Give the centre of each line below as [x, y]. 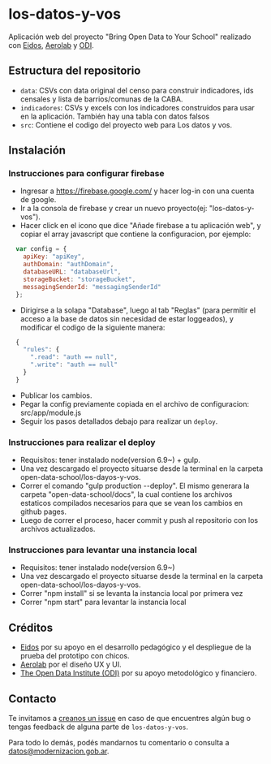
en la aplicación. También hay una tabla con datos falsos [115, 116]
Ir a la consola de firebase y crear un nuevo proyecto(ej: [114, 209]
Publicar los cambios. [56, 395]
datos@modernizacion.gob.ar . [59, 751]
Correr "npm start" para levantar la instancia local [103, 602]
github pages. [43, 511]
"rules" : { [41, 350]
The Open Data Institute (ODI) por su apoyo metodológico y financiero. [138, 673]
